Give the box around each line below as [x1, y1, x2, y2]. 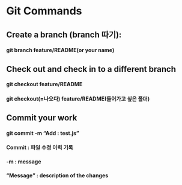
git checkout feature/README [6, 81, 83, 88]
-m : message [6, 157, 41, 165]
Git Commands [6, 4, 82, 18]
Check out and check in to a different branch [6, 64, 176, 74]
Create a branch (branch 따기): [6, 29, 122, 40]
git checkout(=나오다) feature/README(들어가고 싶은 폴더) [6, 95, 150, 102]
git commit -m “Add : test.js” [6, 129, 79, 137]
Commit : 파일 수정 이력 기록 [6, 144, 73, 151]
